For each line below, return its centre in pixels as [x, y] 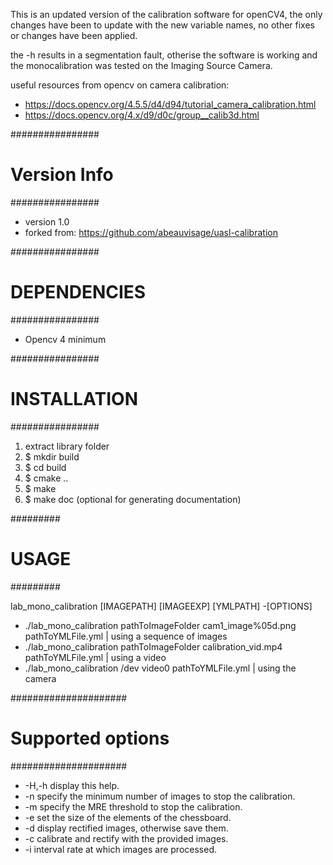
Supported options [90, 738]
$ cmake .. [46, 478]
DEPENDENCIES [78, 292]
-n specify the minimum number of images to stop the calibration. [160, 796]
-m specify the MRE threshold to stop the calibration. [133, 806]
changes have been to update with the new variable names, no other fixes [162, 25]
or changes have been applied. [74, 35]
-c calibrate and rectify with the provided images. [126, 838]
